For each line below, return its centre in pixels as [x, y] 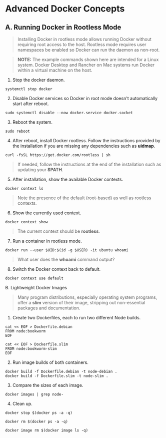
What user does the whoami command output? [66, 259]
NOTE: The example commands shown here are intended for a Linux [88, 60]
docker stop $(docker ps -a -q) [39, 413]
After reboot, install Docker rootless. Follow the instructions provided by [86, 140]
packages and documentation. [49, 308]
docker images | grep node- [34, 394]
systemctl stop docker [29, 89]
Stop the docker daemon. [38, 80]
